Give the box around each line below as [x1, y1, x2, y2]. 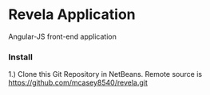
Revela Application [8, 6, 136, 24]
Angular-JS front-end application [8, 32, 117, 41]
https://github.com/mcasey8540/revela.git [8, 78, 148, 88]
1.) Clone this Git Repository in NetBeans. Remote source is [8, 70, 202, 79]
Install [8, 51, 34, 63]
